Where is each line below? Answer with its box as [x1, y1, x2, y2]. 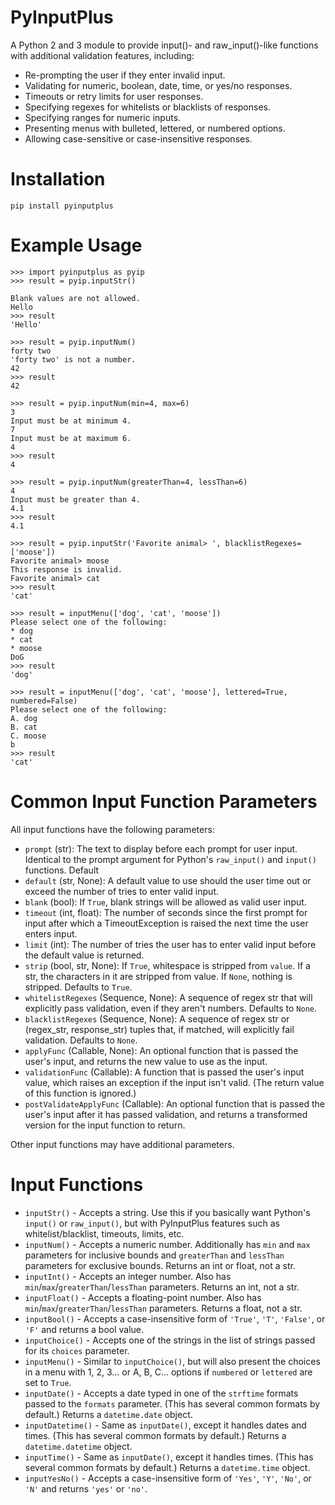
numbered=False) [10, 696, 78, 706]
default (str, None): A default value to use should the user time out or [24, 874, 312, 886]
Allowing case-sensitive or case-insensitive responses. [24, 132, 253, 145]
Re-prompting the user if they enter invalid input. [24, 69, 226, 81]
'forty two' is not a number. [10, 354, 137, 365]
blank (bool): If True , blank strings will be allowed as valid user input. [24, 896, 307, 908]
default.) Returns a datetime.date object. [24, 1408, 193, 1420]
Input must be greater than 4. [10, 494, 141, 505]
